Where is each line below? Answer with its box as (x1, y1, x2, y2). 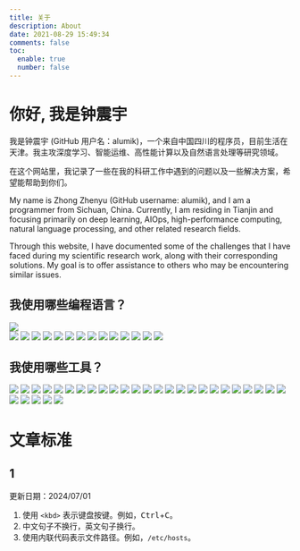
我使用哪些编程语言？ (9, 297, 127, 313)
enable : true (17, 55, 66, 64)
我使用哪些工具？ (9, 360, 104, 376)
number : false (17, 64, 70, 72)
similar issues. (9, 269, 62, 280)
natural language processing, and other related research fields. (9, 223, 241, 233)
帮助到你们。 (24, 176, 72, 188)
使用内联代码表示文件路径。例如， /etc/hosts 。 (21, 532, 196, 543)
